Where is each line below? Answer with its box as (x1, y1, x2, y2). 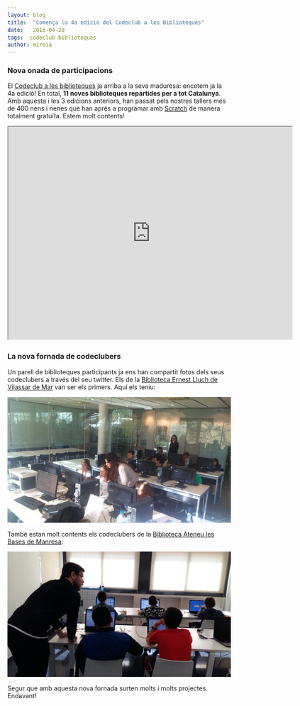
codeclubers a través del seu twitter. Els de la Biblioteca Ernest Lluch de (7, 375, 218, 383)
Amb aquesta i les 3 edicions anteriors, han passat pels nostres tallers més (7, 96, 226, 106)
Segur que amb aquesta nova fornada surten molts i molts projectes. (7, 684, 208, 693)
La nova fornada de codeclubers (7, 352, 121, 362)
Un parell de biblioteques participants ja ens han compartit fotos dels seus (7, 367, 225, 376)
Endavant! (7, 692, 37, 700)
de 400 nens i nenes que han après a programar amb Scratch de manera (7, 104, 221, 113)
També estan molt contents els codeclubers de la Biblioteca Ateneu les (7, 529, 215, 538)
